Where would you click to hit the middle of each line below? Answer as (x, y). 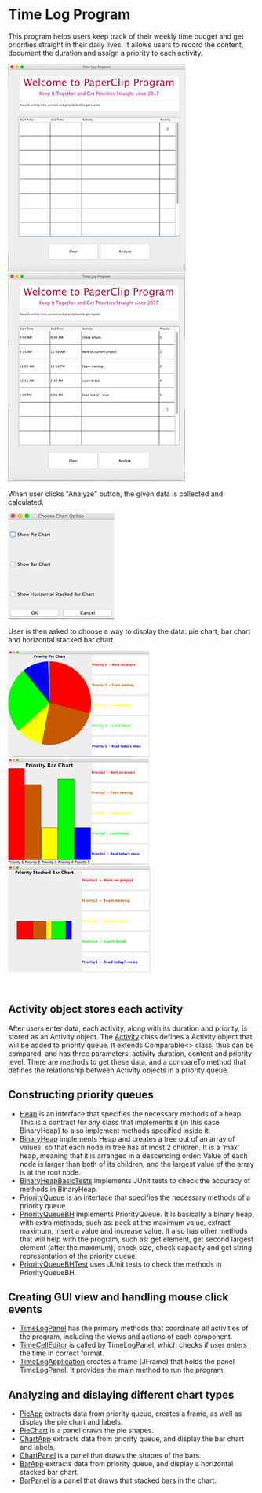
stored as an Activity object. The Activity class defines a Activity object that (130, 1036)
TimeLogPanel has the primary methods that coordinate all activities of (134, 1328)
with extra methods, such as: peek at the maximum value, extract (125, 1222)
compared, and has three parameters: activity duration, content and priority (130, 1053)
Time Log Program (69, 15)
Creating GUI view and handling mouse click (118, 1297)
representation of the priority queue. (78, 1256)
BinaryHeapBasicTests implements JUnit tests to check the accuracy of (135, 1180)
